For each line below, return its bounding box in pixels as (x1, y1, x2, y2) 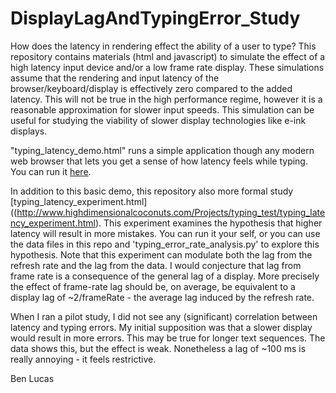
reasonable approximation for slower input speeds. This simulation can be (10, 103, 315, 116)
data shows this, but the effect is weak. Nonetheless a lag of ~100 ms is (10, 342, 307, 354)
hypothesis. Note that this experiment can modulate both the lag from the (10, 248, 313, 261)
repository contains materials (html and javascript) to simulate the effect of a (10, 50, 326, 62)
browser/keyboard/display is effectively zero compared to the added (10, 82, 293, 94)
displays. (10, 125, 48, 137)
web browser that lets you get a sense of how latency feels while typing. (10, 155, 308, 167)
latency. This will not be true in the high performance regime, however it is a (10, 93, 323, 105)
